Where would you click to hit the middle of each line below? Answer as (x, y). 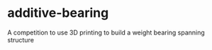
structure (21, 39)
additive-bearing (58, 13)
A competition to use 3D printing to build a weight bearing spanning (106, 32)
